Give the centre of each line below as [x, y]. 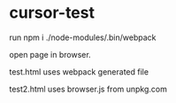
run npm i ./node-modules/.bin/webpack [83, 37]
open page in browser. [50, 54]
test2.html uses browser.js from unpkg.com [88, 89]
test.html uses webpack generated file [79, 71]
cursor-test [52, 13]
